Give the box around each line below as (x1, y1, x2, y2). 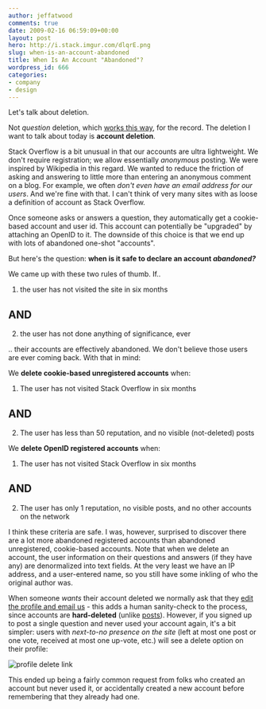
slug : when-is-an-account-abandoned (8, 49, 129, 57)
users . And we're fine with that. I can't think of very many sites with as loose (8, 189, 258, 199)
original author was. (8, 578, 73, 587)
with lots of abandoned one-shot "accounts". (8, 238, 156, 248)
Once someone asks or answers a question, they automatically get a (8, 213, 232, 223)
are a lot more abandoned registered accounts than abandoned (8, 535, 216, 545)
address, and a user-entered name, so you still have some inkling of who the (8, 569, 258, 578)
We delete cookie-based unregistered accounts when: (8, 368, 191, 378)
